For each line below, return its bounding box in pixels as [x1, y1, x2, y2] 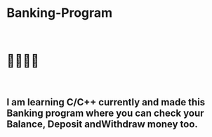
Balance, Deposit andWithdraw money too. [6, 118, 198, 131]
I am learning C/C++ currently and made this [6, 96, 206, 108]
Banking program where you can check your [6, 107, 204, 119]
